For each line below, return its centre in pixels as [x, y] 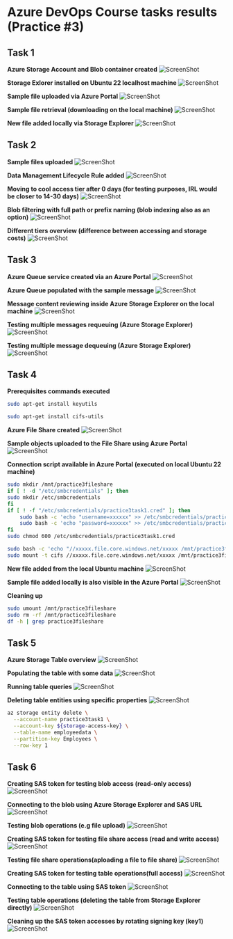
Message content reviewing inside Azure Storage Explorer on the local [111, 303]
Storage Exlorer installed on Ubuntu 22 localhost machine [92, 83]
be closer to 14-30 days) [43, 196]
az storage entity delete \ [48, 713]
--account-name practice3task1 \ [62, 720]
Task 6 [22, 767]
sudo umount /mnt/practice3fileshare [62, 608]
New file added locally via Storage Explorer [70, 123]
